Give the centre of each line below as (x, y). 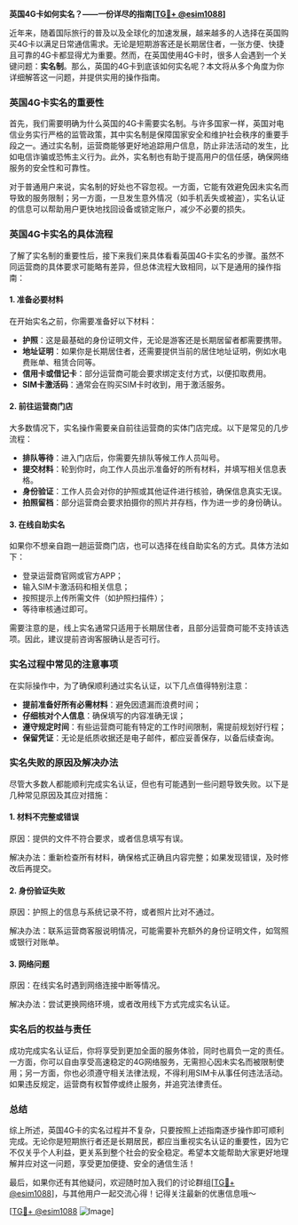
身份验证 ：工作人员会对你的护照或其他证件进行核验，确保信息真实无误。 (154, 491)
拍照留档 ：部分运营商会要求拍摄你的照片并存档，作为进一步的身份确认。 (154, 502)
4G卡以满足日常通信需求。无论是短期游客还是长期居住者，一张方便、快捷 (150, 44)
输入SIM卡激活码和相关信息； (76, 587)
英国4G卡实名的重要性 (57, 102)
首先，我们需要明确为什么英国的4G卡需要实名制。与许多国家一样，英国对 (143, 124)
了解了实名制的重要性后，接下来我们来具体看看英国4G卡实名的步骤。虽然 (143, 255)
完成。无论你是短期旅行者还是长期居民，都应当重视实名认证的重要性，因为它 (149, 1141)
